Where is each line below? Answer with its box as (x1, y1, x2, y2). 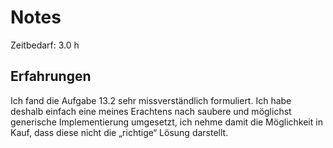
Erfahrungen (10, 68, 92, 85)
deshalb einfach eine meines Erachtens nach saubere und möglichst (10, 105, 292, 117)
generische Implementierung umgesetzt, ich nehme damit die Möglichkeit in (10, 116, 323, 128)
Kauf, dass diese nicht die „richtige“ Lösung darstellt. (10, 126, 229, 138)
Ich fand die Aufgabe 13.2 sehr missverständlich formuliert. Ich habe (10, 94, 292, 106)
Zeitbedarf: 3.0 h (10, 39, 80, 51)
